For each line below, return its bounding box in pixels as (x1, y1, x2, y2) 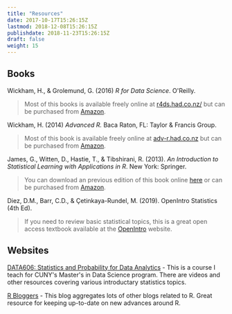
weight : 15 (7, 42, 39, 49)
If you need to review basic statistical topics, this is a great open (24, 217, 208, 225)
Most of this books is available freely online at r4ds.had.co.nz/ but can (24, 100, 226, 108)
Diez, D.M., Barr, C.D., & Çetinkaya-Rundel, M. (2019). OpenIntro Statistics (7, 196, 218, 204)
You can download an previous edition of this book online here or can (24, 175, 223, 184)
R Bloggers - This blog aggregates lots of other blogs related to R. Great (7, 291, 213, 299)
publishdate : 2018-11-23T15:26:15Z (7, 29, 110, 37)
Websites (7, 245, 49, 256)
